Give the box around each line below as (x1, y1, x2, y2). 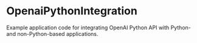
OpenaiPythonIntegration (6, 4, 138, 18)
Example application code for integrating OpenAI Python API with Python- (6, 24, 192, 31)
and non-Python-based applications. (6, 30, 98, 37)
